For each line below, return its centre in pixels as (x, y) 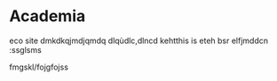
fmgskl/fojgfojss (39, 67)
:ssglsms (25, 49)
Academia (47, 16)
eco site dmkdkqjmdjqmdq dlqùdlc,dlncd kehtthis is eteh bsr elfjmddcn (139, 40)
